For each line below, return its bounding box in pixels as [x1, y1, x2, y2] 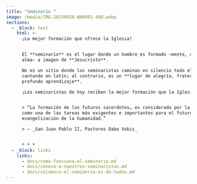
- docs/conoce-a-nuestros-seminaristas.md [21, 163, 127, 170]
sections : [6, 19, 30, 25]
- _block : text [11, 25, 49, 31]
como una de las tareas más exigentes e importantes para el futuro [21, 110, 193, 116]
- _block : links [11, 147, 51, 153]
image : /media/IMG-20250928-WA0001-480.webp [6, 14, 117, 20]
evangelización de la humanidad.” [21, 115, 107, 122]
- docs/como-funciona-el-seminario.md [21, 158, 117, 164]
